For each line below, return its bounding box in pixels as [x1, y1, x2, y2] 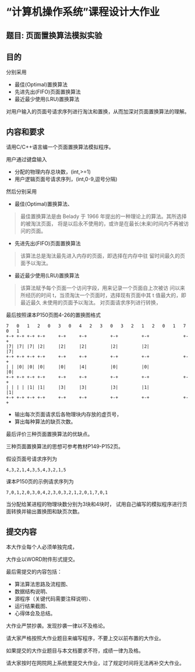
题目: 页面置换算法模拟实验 [6, 30, 102, 40]
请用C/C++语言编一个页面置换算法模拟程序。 [6, 144, 115, 151]
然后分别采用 [6, 188, 37, 195]
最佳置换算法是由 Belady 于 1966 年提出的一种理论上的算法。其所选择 [20, 213, 187, 220]
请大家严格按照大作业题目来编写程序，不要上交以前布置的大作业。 [6, 635, 164, 642]
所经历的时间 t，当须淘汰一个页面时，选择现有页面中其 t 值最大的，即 [20, 292, 186, 299]
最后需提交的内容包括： [6, 568, 62, 576]
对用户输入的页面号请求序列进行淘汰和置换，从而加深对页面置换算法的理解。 [6, 108, 190, 115]
